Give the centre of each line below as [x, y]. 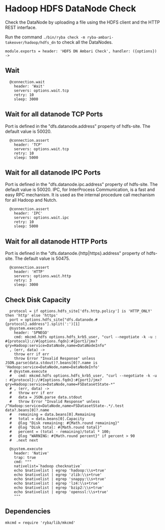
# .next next [24, 440]
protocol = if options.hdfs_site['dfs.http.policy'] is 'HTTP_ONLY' [81, 311]
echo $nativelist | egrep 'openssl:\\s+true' [61, 492]
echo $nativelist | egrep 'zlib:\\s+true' [58, 475]
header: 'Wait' [29, 86]
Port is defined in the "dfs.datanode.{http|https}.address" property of [75, 253]
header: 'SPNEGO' [32, 333]
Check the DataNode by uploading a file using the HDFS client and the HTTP [82, 22]
